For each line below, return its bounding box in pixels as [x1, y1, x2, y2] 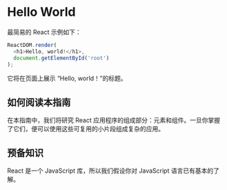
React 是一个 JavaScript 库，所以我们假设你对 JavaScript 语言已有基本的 [7, 167, 214, 175]
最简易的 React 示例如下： [7, 28, 81, 36]
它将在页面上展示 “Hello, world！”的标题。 [7, 74, 128, 83]
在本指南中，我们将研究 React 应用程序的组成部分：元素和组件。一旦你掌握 [7, 116, 221, 124]
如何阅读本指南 [7, 96, 71, 108]
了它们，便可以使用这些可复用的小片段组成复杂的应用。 [7, 125, 164, 133]
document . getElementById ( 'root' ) [13, 55, 110, 61]
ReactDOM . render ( [7, 41, 57, 48]
